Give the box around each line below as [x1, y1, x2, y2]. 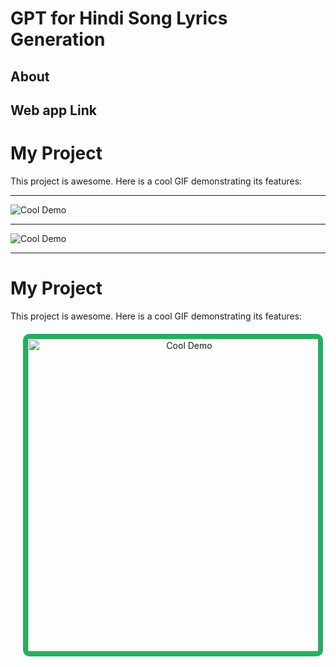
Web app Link [10, 102, 97, 119]
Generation [10, 28, 106, 51]
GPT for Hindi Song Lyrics [10, 7, 228, 30]
